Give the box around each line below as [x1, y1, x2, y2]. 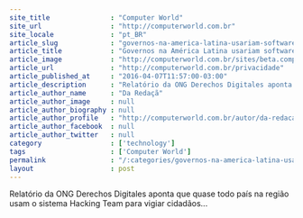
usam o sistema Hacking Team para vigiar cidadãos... [9, 198, 208, 209]
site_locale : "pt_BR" [9, 30, 147, 39]
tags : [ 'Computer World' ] [9, 147, 192, 156]
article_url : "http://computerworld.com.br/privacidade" [9, 64, 284, 73]
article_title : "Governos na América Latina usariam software [9, 47, 297, 56]
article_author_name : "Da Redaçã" [9, 88, 164, 97]
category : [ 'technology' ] [9, 139, 176, 148]
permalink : [9, 155, 115, 165]
